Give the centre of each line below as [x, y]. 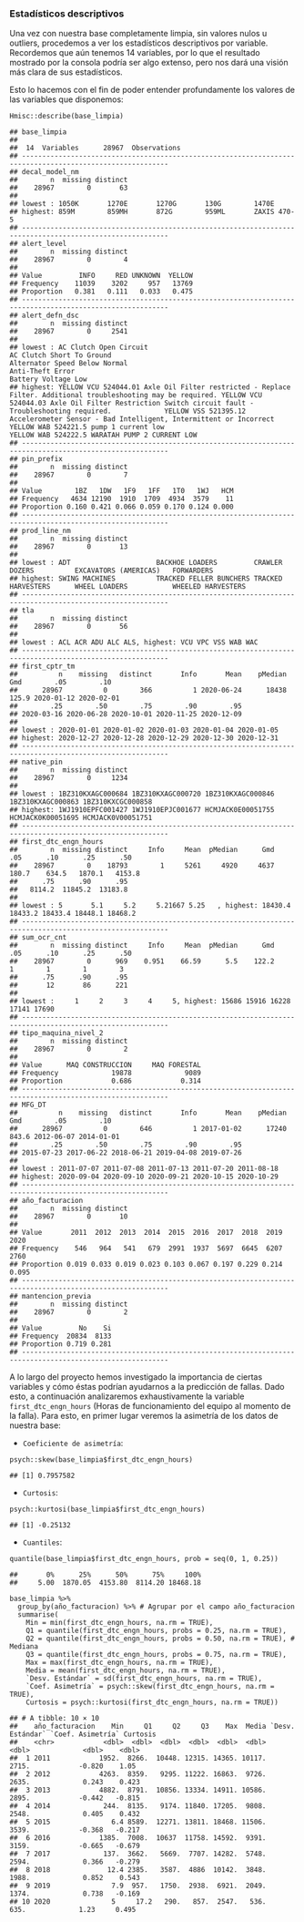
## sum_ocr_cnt [38, 938]
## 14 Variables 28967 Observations [95, 149]
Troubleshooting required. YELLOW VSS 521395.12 [128, 411]
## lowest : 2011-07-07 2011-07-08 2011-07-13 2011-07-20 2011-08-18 [144, 1169]
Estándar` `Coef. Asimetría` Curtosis [83, 1734]
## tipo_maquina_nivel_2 [56, 1033]
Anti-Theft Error [42, 372]
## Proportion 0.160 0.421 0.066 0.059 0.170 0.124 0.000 [122, 507]
